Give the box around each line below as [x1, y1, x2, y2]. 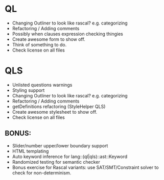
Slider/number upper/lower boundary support [12, 142, 108, 148]
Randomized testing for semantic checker [12, 159, 100, 165]
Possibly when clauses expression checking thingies [12, 31, 123, 37]
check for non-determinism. [12, 169, 72, 176]
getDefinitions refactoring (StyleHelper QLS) [12, 103, 106, 110]
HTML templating [12, 148, 49, 154]
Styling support [12, 87, 45, 93]
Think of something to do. [12, 41, 67, 47]
